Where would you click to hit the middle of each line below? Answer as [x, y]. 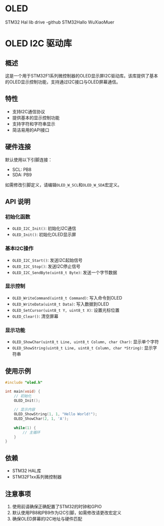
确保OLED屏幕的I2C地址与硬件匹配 [47, 519]
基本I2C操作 [19, 249]
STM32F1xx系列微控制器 [37, 477]
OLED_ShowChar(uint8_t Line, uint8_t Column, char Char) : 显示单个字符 [85, 342]
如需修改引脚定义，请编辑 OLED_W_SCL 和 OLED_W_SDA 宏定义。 [64, 185]
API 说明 [18, 201]
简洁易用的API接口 [31, 130]
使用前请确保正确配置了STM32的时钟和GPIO [57, 506]
